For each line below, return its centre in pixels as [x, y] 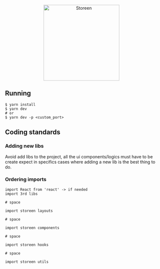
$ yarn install [20, 104]
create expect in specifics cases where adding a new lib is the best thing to [80, 162]
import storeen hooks [27, 245]
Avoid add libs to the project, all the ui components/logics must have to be [79, 156]
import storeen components [32, 228]
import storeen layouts [29, 211]
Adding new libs [24, 146]
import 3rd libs [21, 194]
